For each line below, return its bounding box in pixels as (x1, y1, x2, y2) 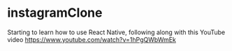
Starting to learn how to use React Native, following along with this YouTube (7, 28, 226, 36)
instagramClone (7, 5, 103, 21)
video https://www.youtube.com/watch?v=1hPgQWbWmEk (7, 35, 177, 43)
